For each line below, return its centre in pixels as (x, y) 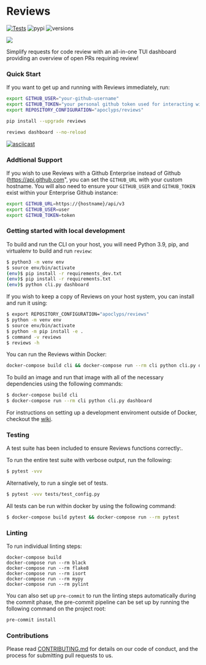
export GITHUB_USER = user (38, 210)
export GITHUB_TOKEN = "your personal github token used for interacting (100, 104)
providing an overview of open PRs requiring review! (73, 58)
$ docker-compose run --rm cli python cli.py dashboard (79, 401)
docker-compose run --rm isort (46, 574)
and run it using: (27, 303)
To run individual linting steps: (44, 546)
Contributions (28, 636)
